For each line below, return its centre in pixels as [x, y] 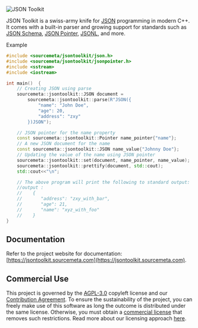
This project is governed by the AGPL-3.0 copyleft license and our [87, 293]
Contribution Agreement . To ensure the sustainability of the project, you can [99, 299]
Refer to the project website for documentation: [64, 254]
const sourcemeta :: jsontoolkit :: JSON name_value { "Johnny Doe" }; [98, 149]
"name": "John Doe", [63, 105]
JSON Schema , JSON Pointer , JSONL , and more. [66, 33]
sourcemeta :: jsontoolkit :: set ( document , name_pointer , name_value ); [103, 160]
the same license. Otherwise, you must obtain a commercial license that [94, 312]
